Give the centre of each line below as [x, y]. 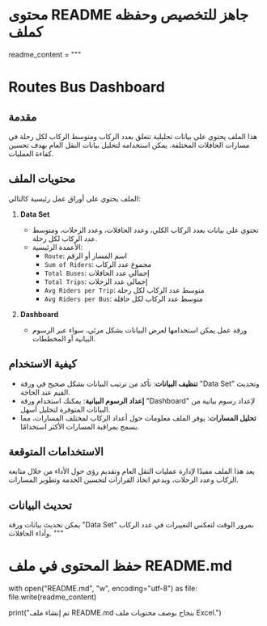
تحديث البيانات [40, 505]
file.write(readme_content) [53, 597]
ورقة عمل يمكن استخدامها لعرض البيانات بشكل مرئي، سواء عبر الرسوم [140, 330]
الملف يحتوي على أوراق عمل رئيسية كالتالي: [74, 198]
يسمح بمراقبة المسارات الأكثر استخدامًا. [80, 426]
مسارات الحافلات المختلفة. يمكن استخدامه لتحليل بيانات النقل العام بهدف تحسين [129, 145]
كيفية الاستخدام [42, 364]
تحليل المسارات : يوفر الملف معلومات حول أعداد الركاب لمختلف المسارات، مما [138, 417]
